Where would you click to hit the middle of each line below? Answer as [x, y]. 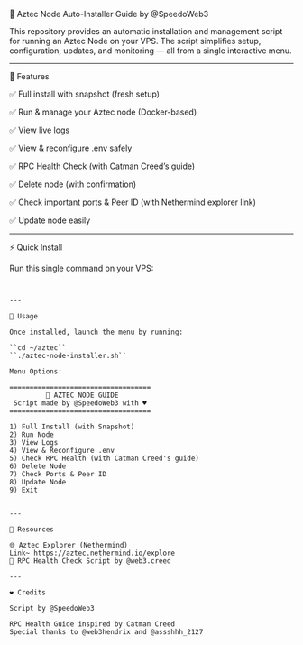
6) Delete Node [38, 466]
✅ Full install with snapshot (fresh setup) [85, 94]
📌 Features [29, 76]
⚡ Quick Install [36, 247]
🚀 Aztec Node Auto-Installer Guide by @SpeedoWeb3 [109, 14]
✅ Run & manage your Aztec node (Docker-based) [103, 112]
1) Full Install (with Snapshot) [72, 427]
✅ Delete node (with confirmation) [73, 184]
